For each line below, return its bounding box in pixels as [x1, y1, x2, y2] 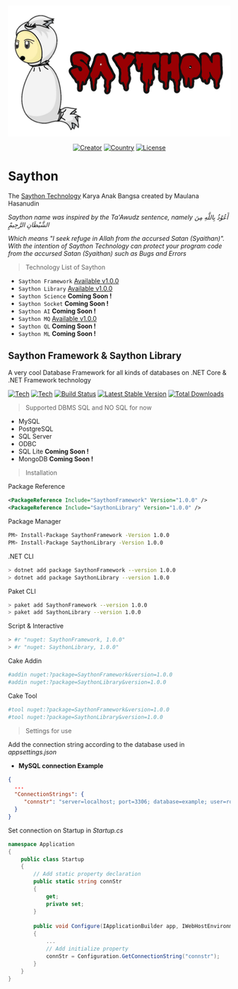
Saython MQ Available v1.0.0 [18, 314, 97, 322]
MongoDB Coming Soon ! [18, 455, 94, 463]
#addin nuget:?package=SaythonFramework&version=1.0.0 [8, 672, 173, 679]
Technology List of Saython [25, 263, 105, 271]
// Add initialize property [45, 945, 129, 953]
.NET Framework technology [8, 376, 91, 385]
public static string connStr [33, 878, 122, 886]
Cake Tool [8, 691, 37, 700]
